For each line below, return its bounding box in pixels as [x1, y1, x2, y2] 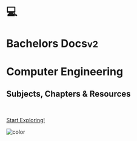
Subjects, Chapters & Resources [6, 89, 132, 99]
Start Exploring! [6, 117, 45, 124]
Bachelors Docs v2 [6, 37, 99, 50]
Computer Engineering [6, 64, 123, 78]
